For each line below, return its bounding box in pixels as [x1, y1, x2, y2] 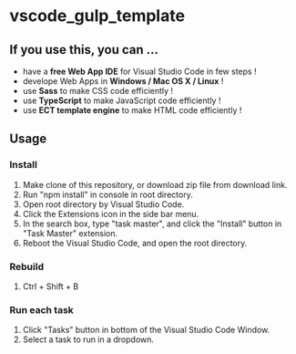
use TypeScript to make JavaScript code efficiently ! [22, 95, 221, 106]
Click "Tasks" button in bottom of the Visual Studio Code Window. [22, 325, 270, 336]
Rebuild [9, 260, 44, 273]
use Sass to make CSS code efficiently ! [22, 86, 174, 96]
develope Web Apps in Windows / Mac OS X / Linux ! [22, 76, 224, 87]
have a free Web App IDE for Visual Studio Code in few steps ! [22, 66, 257, 77]
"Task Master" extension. [22, 227, 118, 238]
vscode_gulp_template [9, 5, 185, 26]
